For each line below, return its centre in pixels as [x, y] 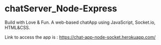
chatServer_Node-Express [61, 9]
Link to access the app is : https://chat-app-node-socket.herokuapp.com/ [80, 37]
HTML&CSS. [17, 27]
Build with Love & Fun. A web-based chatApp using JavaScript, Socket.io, [80, 22]
